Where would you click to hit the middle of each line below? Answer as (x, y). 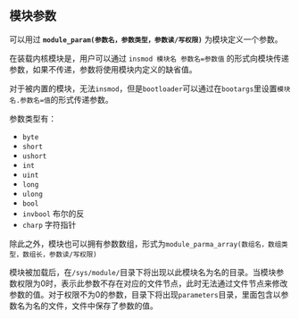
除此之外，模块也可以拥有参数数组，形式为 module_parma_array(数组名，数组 (145, 243)
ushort (34, 156)
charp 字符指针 (49, 224)
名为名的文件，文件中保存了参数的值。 (87, 306)
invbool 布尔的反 (53, 214)
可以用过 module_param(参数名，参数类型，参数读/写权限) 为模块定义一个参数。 (146, 39)
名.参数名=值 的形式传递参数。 (61, 99)
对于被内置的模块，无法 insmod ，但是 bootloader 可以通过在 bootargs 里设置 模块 (150, 88)
